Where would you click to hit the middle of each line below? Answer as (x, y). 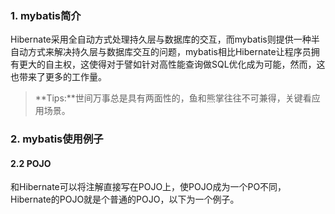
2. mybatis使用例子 (57, 139)
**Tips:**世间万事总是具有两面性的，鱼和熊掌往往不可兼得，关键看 (173, 98)
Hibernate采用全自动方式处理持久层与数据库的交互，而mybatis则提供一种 (161, 39)
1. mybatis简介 (46, 15)
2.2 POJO (31, 163)
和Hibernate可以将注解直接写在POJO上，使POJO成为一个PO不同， (148, 187)
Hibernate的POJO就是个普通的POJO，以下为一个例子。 (125, 199)
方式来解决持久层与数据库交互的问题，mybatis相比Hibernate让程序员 (169, 52)
